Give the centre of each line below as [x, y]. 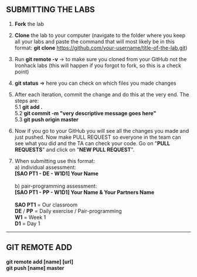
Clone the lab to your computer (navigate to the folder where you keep [100, 35]
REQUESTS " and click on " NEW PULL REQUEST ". [74, 149]
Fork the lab [29, 24]
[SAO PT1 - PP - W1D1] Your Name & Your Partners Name [84, 192]
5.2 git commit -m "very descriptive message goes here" [85, 113]
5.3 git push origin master [47, 119]
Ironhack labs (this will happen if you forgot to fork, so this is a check [98, 65]
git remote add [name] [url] [40, 262]
